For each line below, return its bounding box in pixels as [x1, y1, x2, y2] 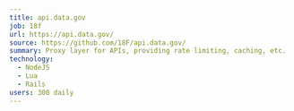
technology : [9, 55, 54, 64]
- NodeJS [17, 64, 50, 73]
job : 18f [9, 21, 42, 30]
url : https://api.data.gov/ [9, 30, 115, 38]
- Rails [17, 80, 47, 89]
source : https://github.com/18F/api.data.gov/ [9, 38, 186, 47]
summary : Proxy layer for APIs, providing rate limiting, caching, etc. [9, 47, 287, 55]
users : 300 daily [9, 88, 74, 97]
